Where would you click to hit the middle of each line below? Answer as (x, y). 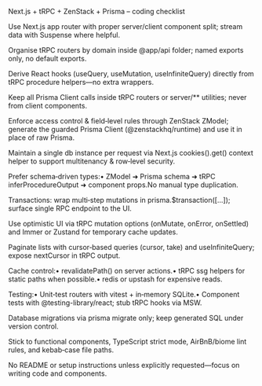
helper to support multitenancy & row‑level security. (92, 161)
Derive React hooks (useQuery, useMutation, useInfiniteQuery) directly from (131, 74)
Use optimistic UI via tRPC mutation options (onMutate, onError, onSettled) (129, 224)
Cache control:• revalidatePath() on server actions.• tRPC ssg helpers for (127, 271)
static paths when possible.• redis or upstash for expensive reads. (115, 279)
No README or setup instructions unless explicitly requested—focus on (124, 365)
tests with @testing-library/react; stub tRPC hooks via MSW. (105, 303)
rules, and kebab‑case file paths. (61, 350)
